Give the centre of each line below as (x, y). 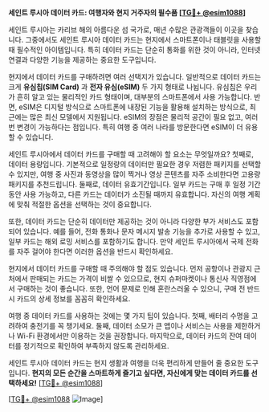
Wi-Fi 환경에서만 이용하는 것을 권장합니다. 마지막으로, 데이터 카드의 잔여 (129, 336)
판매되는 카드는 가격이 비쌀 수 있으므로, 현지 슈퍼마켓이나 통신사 (129, 279)
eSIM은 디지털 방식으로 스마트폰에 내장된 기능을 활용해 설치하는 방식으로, (133, 107)
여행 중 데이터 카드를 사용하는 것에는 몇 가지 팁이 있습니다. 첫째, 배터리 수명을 (129, 316)
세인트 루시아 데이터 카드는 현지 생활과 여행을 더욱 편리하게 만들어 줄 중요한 (126, 363)
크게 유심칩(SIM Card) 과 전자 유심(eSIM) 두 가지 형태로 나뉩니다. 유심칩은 (125, 87)
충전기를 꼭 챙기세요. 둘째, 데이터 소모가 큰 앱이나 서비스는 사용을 (131, 326)
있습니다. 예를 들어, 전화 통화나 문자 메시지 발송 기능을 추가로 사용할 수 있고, (142, 231)
